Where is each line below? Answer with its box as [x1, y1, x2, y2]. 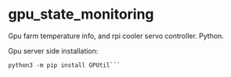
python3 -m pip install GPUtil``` [8, 61, 121, 69]
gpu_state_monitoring [8, 5, 154, 23]
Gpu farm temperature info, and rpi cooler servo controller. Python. [8, 31, 225, 40]
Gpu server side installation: [8, 46, 99, 55]
